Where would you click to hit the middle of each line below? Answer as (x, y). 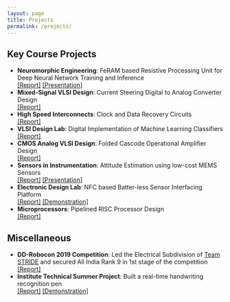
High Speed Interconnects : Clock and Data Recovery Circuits (104, 115)
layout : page (26, 13)
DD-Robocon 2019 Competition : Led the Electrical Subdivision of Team (118, 254)
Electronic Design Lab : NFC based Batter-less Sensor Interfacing (110, 187)
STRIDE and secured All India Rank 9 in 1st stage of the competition (112, 262)
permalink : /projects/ (39, 26)
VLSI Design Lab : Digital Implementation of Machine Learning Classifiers (120, 129)
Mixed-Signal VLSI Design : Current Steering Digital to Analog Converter (119, 93)
